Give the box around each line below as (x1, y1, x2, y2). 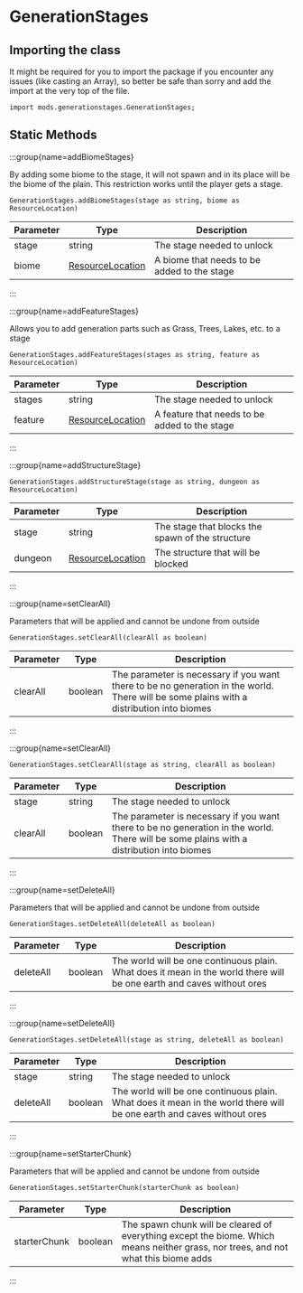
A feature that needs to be (154, 408, 265, 420)
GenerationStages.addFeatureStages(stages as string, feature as (9, 350, 260, 359)
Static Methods (9, 127, 97, 143)
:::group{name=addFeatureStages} (9, 305, 140, 316)
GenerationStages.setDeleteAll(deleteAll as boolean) (9, 919, 216, 928)
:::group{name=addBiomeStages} (9, 151, 134, 162)
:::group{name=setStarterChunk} (9, 1148, 133, 1158)
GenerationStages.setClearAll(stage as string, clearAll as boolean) (9, 760, 277, 769)
